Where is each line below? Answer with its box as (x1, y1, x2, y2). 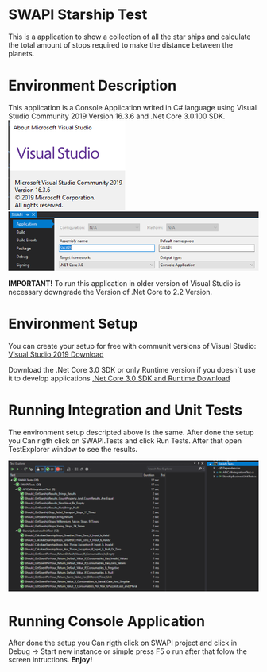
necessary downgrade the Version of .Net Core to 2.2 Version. (8, 287, 213, 296)
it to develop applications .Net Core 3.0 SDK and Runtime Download (8, 373, 230, 383)
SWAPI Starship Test (8, 6, 148, 24)
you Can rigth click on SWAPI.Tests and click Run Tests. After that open (8, 435, 242, 446)
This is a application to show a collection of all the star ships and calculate (8, 32, 251, 41)
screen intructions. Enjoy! (8, 655, 93, 665)
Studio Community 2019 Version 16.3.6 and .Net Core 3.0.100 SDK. (8, 111, 226, 121)
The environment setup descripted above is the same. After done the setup (8, 427, 254, 437)
